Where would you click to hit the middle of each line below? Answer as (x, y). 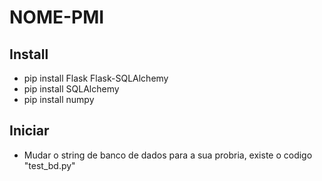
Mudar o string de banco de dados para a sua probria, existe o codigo (168, 155)
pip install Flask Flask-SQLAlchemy (96, 78)
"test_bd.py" (49, 165)
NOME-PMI (57, 17)
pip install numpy (59, 99)
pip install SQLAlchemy (71, 89)
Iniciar (29, 131)
